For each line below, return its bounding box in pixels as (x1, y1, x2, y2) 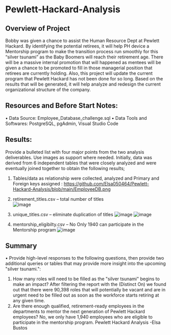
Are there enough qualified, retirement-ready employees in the (12, 303, 144, 309)
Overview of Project (5, 24, 70, 33)
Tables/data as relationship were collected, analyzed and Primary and (12, 175, 159, 181)
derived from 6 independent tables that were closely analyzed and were (5, 160, 157, 166)
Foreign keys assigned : (12, 180, 63, 186)
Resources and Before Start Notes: (5, 101, 118, 110)
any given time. (12, 298, 45, 304)
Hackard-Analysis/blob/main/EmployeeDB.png (12, 186, 111, 192)
